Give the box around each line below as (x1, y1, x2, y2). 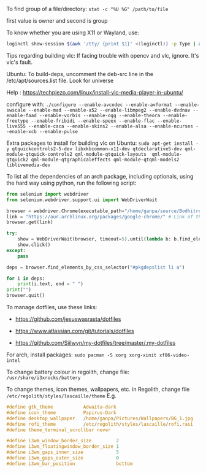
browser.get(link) (6, 219, 53, 226)
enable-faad (6, 112, 37, 118)
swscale (6, 107, 26, 113)
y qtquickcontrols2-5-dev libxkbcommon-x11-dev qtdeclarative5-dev (6, 145, 183, 152)
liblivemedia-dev (6, 162, 51, 168)
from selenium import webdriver (6, 191, 89, 197)
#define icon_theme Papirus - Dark (6, 409, 116, 416)
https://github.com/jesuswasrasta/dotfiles (15, 315, 121, 323)
